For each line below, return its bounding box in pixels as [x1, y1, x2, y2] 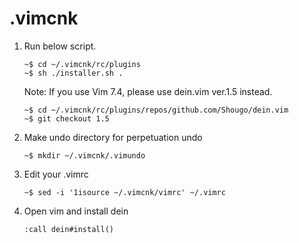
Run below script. [23, 40, 97, 52]
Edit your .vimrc [23, 168, 89, 180]
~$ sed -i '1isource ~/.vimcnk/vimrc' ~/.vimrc [23, 187, 226, 197]
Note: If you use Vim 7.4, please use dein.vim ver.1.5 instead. [23, 85, 273, 97]
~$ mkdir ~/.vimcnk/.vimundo [23, 150, 146, 161]
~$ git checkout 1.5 [23, 113, 110, 124]
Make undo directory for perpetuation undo [23, 131, 203, 143]
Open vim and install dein [23, 205, 129, 217]
